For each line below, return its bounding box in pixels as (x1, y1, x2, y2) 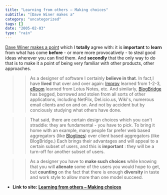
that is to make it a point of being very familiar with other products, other (5, 60, 154, 66)
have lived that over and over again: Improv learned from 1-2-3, (29, 80, 161, 86)
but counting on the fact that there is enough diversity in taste (29, 169, 159, 175)
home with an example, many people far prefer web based (29, 127, 150, 133)
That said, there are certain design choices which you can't (29, 117, 152, 122)
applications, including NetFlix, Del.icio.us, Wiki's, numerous (29, 96, 154, 102)
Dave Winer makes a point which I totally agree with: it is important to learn (5, 44, 162, 50)
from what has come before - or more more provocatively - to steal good (5, 49, 156, 55)
